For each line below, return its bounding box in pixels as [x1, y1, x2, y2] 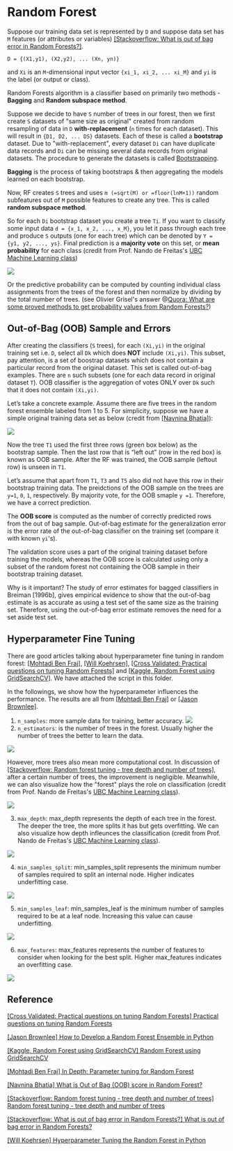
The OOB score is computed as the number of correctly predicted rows [7, 511, 212, 520]
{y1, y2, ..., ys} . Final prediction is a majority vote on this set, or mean [7, 238, 220, 247]
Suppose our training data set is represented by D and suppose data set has [7, 27, 225, 36]
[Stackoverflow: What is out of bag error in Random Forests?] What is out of [7, 1115, 225, 1124]
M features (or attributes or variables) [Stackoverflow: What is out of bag [7, 34, 214, 43]
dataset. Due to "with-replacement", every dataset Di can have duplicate [7, 139, 216, 147]
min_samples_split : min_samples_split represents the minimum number [17, 863, 221, 871]
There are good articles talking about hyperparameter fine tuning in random [7, 651, 224, 660]
